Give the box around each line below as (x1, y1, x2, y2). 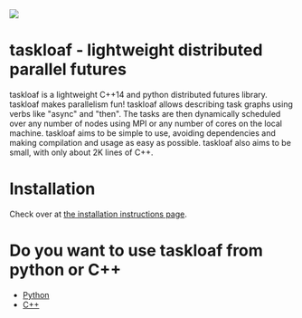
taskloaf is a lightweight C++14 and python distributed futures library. (9, 89, 269, 100)
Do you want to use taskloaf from (9, 240, 264, 261)
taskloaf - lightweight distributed (9, 40, 263, 61)
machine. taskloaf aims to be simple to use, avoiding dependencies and (9, 127, 276, 139)
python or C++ (9, 260, 122, 280)
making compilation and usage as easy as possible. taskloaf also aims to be (9, 137, 292, 148)
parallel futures (9, 59, 127, 80)
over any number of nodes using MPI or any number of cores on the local (9, 118, 283, 129)
